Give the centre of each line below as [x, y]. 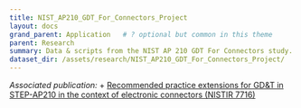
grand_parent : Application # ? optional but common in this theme [141, 34]
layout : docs [34, 26]
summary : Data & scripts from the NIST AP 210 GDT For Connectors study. [151, 51]
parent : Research [42, 43]
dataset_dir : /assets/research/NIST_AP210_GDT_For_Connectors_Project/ [147, 59]
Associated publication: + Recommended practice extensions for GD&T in [147, 85]
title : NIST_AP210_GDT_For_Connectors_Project [99, 18]
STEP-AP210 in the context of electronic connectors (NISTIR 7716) [132, 94]
